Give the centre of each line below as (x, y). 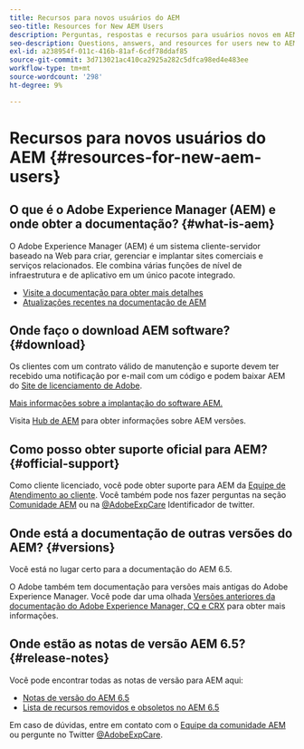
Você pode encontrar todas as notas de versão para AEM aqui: (127, 680)
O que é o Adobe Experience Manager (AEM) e (142, 210)
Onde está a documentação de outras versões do (151, 533)
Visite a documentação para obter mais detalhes (113, 292)
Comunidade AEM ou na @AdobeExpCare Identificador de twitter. (132, 505)
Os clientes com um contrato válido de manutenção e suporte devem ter (144, 366)
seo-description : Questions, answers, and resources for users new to (145, 43)
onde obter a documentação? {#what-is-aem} (142, 224)
